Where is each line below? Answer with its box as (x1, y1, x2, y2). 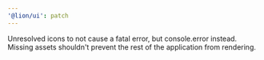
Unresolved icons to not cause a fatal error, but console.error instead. (7, 34, 238, 43)
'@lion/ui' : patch (7, 11, 69, 20)
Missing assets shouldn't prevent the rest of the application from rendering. (7, 42, 257, 52)
